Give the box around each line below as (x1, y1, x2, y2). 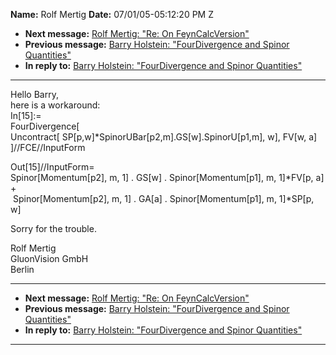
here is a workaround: (10, 99, 101, 111)
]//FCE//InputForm (10, 142, 86, 153)
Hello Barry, (10, 89, 59, 100)
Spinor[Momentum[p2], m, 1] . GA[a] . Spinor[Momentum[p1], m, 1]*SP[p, (12, 193, 315, 204)
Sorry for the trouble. (10, 223, 97, 234)
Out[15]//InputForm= (10, 161, 95, 173)
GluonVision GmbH (10, 253, 89, 264)
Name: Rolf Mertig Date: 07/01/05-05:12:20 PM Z (10, 9, 214, 20)
